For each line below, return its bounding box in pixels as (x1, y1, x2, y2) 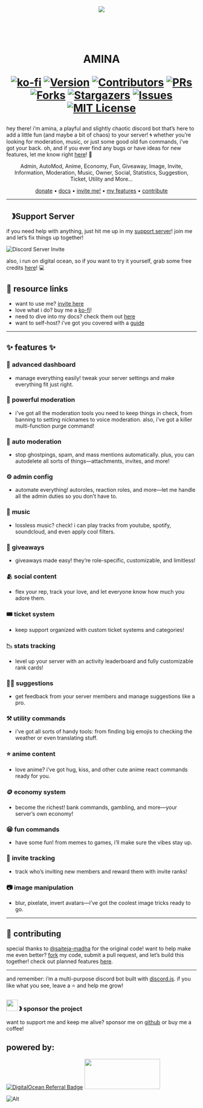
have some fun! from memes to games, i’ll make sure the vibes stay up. (14, 839, 193, 846)
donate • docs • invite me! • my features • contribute (35, 187, 168, 195)
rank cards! (14, 664, 43, 671)
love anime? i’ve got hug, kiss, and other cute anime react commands (14, 765, 188, 773)
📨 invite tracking (6, 854, 56, 863)
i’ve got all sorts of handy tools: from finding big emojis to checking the (14, 728, 193, 735)
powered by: (6, 1042, 55, 1053)
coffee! (6, 1025, 24, 1032)
